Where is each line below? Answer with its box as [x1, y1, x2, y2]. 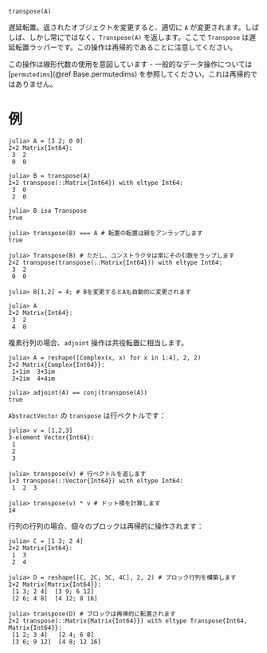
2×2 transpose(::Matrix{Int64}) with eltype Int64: [8, 179, 183, 187]
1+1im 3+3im [11, 368, 56, 376]
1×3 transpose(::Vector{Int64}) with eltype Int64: [8, 477, 183, 485]
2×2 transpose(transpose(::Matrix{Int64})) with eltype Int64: [8, 258, 223, 266]
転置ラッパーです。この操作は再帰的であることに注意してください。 [14, 42, 238, 52]
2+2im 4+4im [11, 375, 56, 383]
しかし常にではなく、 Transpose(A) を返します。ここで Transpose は [29, 33, 249, 41]
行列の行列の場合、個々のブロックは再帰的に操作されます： [8, 521, 204, 530]
